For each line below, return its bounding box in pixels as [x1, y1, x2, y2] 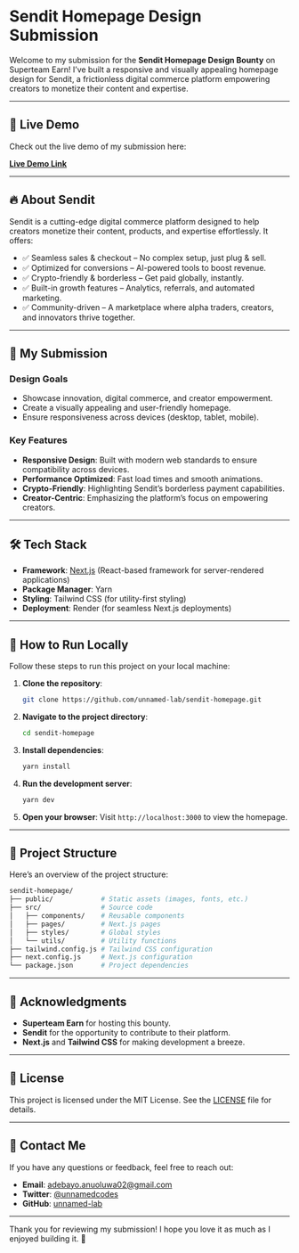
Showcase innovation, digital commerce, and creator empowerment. [21, 393, 273, 404]
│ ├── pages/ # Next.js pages [9, 920, 162, 929]
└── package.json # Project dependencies [9, 961, 190, 970]
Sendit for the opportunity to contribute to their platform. [21, 1028, 231, 1038]
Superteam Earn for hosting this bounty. [21, 1018, 172, 1028]
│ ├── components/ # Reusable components [9, 912, 185, 921]
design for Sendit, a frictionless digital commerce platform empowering [9, 73, 271, 84]
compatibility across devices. [21, 463, 130, 474]
